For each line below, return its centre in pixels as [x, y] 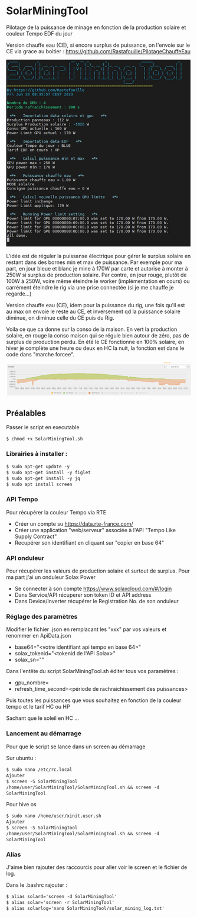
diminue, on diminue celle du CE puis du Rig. [60, 318]
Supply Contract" [36, 536]
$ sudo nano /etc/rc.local [39, 770]
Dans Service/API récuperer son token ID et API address [83, 595]
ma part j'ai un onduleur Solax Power [51, 577]
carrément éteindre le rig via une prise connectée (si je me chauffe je [90, 288]
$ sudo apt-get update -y [38, 467]
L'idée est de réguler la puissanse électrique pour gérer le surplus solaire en [98, 256]
